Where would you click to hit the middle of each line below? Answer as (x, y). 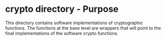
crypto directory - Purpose (62, 9)
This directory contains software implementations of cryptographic (74, 23)
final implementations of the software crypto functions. (62, 33)
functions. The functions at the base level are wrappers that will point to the (83, 28)
